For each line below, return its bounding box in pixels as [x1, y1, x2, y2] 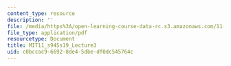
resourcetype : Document [7, 36, 76, 43]
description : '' [7, 16, 54, 23]
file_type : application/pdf [7, 29, 88, 36]
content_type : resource [7, 10, 76, 17]
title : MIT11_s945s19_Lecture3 [7, 42, 97, 49]
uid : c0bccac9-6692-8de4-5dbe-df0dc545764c [7, 49, 134, 56]
